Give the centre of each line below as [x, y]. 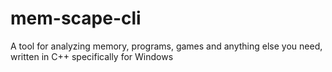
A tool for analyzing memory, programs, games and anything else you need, [166, 46]
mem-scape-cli [76, 18]
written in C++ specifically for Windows [92, 56]
